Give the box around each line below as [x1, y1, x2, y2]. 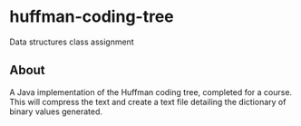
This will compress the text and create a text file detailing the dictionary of [9, 96, 286, 107]
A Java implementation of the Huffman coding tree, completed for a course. [9, 86, 293, 97]
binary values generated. [9, 106, 102, 117]
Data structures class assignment [9, 36, 134, 47]
